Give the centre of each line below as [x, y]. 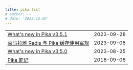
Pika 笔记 [18, 60]
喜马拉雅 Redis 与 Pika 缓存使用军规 [48, 43]
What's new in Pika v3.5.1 [37, 35]
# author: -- [18, 14]
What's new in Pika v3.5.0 [37, 52]
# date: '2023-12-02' [27, 18]
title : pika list [23, 9]
